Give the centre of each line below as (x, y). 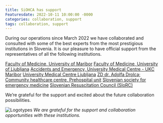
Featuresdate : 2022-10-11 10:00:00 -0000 (49, 15)
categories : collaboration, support (43, 19)
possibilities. (18, 100)
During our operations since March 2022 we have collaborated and (74, 38)
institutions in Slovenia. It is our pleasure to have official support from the (81, 49)
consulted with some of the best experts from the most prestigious (74, 44)
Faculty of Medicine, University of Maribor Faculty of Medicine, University (81, 64)
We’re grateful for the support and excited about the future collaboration (80, 95)
